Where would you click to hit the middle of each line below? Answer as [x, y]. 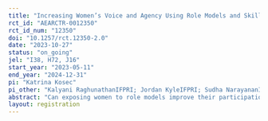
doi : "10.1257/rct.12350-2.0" [59, 38]
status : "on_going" [41, 53]
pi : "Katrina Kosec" [43, 82]
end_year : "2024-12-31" [48, 75]
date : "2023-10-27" [41, 45]
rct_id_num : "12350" [43, 30]
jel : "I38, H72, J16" [44, 60]
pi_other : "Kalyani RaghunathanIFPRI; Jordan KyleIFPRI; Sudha [116, 90]
